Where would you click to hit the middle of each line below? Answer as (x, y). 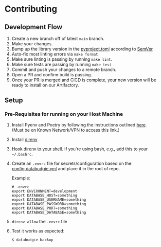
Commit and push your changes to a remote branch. (64, 70)
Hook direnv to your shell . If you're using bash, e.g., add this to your (80, 149)
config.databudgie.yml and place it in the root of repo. (66, 168)
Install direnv (24, 139)
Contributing (31, 9)
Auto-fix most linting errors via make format (55, 54)
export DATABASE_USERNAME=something (49, 200)
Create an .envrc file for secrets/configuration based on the (72, 163)
